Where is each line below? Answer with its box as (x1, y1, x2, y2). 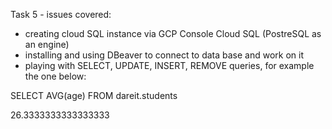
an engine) (24, 39, 70, 50)
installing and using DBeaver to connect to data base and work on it (24, 49, 305, 61)
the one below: (24, 70, 87, 82)
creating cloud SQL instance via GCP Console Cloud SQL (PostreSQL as (24, 28, 322, 39)
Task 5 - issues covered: (10, 9, 112, 20)
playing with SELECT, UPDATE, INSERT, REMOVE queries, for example (24, 60, 315, 71)
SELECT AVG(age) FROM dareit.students (10, 90, 178, 101)
